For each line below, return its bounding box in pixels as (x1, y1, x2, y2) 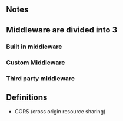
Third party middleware (6, 74, 75, 82)
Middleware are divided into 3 (6, 25, 118, 35)
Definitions (6, 92, 48, 102)
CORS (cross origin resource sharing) (14, 108, 106, 115)
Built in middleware (6, 42, 62, 51)
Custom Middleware (6, 58, 65, 67)
